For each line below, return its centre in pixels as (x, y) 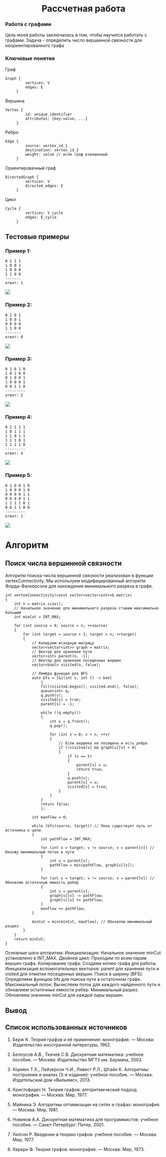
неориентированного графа (35, 46)
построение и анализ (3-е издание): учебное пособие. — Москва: (83, 1074)
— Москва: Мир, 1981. (36, 1110)
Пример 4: (19, 417)
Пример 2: (19, 305)
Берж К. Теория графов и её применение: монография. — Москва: (83, 1039)
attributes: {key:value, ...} (56, 118)
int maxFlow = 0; (50, 817)
